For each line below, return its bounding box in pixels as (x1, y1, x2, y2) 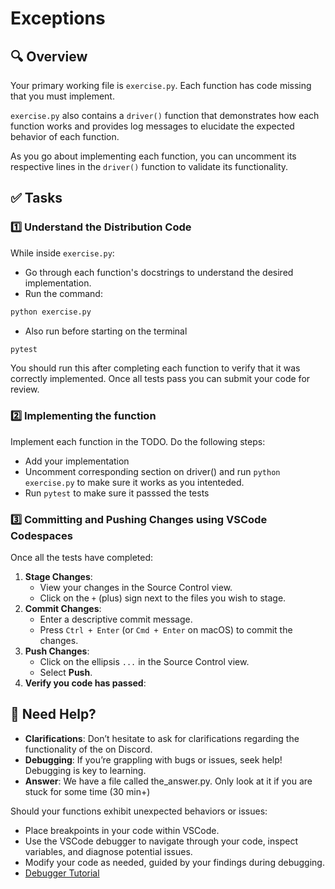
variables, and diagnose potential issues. (24, 845, 193, 857)
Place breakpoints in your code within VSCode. (24, 824, 220, 836)
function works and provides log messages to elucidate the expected (10, 120, 295, 132)
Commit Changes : (24, 603, 102, 615)
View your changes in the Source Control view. (39, 582, 233, 594)
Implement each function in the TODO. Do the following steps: (10, 435, 266, 447)
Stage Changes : (24, 571, 93, 583)
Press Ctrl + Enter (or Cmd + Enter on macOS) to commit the (39, 624, 293, 636)
